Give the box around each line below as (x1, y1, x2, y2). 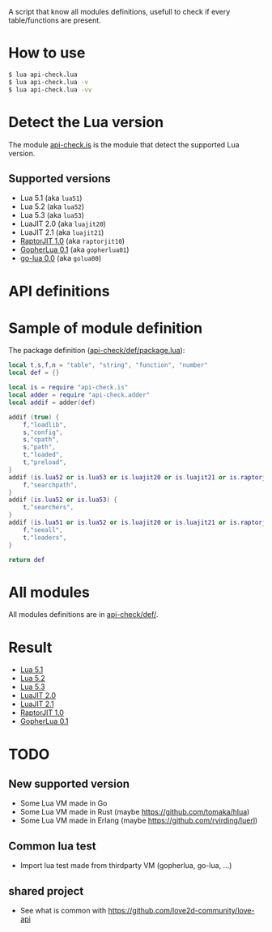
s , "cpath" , (23, 436, 60, 444)
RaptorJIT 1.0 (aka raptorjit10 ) (19, 236, 125, 246)
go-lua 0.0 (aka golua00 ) (19, 253, 102, 263)
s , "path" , (23, 443, 57, 452)
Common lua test (8, 839, 97, 853)
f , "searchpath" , (23, 481, 79, 489)
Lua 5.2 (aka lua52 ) (19, 202, 85, 211)
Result (8, 638, 53, 657)
